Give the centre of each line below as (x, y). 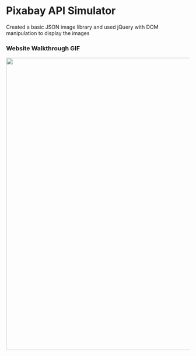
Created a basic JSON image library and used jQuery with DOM (82, 27)
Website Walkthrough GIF (43, 48)
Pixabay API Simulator (61, 11)
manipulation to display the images (48, 33)
